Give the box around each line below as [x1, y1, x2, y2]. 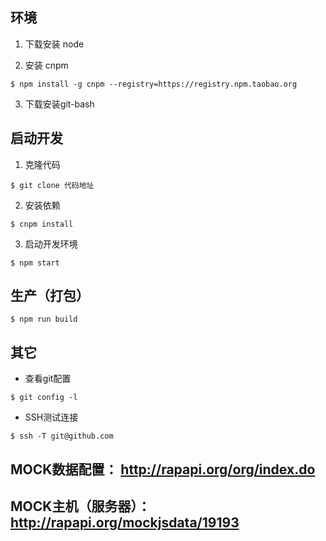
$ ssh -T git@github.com [10, 431, 114, 442]
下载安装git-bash [24, 98, 95, 110]
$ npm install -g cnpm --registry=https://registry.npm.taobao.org [10, 79, 298, 89]
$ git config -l [10, 393, 78, 403]
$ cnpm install [10, 219, 74, 229]
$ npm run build [10, 314, 78, 325]
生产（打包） [10, 288, 90, 305]
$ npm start [10, 258, 60, 268]
